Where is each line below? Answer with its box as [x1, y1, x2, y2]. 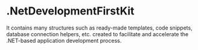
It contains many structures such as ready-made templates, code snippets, [6, 24, 193, 31]
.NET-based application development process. [6, 37, 122, 44]
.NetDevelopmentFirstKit [6, 4, 135, 18]
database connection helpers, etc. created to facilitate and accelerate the [6, 30, 189, 37]
